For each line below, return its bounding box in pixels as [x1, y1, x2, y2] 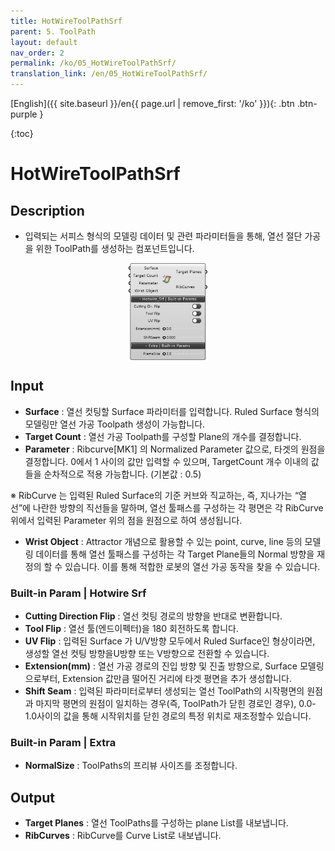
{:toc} [10, 128, 34, 139]
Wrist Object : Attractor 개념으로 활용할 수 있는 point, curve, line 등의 [24, 535, 303, 547]
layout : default [10, 37, 78, 47]
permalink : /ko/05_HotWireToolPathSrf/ [10, 58, 177, 69]
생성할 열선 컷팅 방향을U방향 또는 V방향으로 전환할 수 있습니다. [24, 647, 270, 659]
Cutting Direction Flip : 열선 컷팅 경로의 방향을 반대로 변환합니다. [24, 610, 283, 622]
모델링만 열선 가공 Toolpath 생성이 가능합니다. [24, 418, 206, 430]
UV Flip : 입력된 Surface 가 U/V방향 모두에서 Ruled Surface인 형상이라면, [24, 635, 316, 647]
